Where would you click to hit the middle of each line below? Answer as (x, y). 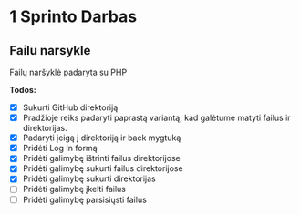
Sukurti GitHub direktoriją (70, 107)
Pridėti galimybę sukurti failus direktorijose (103, 168)
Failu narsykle (50, 51)
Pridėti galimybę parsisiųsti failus (85, 199)
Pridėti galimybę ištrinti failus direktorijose (101, 158)
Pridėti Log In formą (60, 148)
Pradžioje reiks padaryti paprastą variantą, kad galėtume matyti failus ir (156, 118)
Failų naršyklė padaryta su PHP (68, 72)
